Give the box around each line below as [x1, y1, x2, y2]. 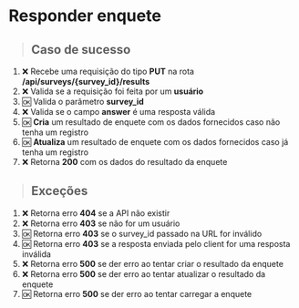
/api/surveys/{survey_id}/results [21, 77, 150, 87]
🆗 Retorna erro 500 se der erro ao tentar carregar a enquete [21, 288, 253, 299]
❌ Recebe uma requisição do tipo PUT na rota [21, 66, 195, 77]
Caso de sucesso [30, 42, 131, 57]
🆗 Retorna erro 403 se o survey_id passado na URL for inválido [21, 228, 263, 239]
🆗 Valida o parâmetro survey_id [21, 97, 145, 107]
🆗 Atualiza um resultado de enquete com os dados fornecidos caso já [21, 137, 289, 147]
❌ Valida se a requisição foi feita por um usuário [21, 86, 204, 97]
